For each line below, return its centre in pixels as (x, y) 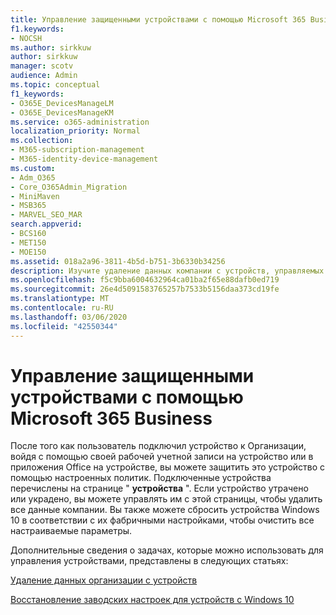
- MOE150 (28, 252)
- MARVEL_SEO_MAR (46, 215)
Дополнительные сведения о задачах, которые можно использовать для (167, 550)
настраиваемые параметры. (71, 531)
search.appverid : (46, 224)
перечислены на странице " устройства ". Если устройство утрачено (159, 488)
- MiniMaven (35, 196)
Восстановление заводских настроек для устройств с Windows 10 (152, 600)
